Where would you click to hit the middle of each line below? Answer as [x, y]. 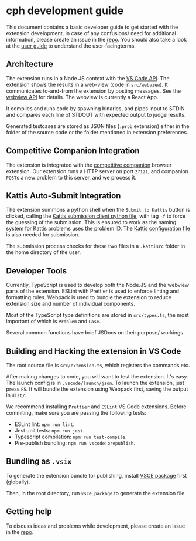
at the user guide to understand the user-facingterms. [71, 46]
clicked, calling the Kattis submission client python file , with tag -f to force [96, 216]
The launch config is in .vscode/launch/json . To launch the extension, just [95, 383]
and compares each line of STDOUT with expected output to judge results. [96, 114]
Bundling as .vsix [39, 461]
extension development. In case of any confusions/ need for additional [91, 33]
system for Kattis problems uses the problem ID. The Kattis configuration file [98, 229]
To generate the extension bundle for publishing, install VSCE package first [97, 475]
